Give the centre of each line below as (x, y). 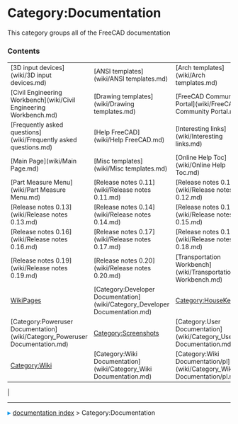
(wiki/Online (193, 165)
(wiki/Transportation (205, 272)
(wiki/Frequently (34, 140)
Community (192, 111)
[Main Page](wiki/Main (44, 161)
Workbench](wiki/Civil (43, 100)
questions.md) (32, 147)
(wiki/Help (108, 140)
